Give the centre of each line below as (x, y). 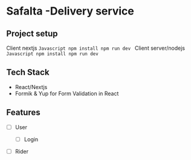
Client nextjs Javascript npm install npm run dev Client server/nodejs (96, 48)
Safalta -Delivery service (70, 11)
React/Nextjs (31, 87)
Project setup (32, 34)
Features (23, 112)
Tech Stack (28, 72)
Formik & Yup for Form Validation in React (67, 93)
